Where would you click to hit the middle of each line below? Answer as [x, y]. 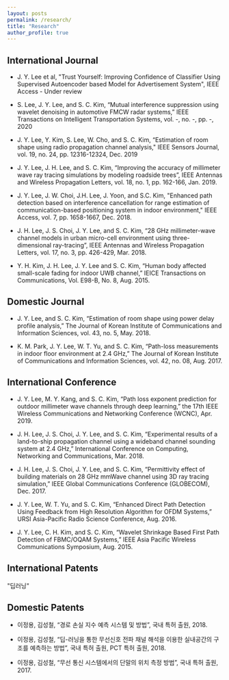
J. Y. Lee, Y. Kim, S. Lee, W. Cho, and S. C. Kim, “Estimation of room [112, 140]
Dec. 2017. [31, 491]
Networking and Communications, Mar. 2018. [81, 456]
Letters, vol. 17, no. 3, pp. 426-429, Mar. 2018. [82, 253]
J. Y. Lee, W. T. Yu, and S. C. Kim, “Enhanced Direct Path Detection [111, 504]
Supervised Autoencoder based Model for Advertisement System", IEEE [118, 84]
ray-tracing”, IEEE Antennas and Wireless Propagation [129, 245]
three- [181, 238]
